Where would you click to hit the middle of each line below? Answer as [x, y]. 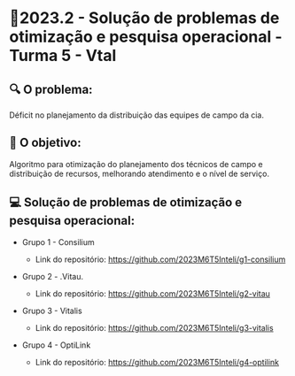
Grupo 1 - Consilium [58, 242]
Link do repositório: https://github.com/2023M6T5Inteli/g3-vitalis [154, 327]
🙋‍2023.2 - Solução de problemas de [144, 18]
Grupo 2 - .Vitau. [53, 276]
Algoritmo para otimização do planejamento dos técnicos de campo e [136, 164]
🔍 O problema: [51, 89]
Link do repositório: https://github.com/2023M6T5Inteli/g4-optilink [157, 362]
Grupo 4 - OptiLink [56, 345]
